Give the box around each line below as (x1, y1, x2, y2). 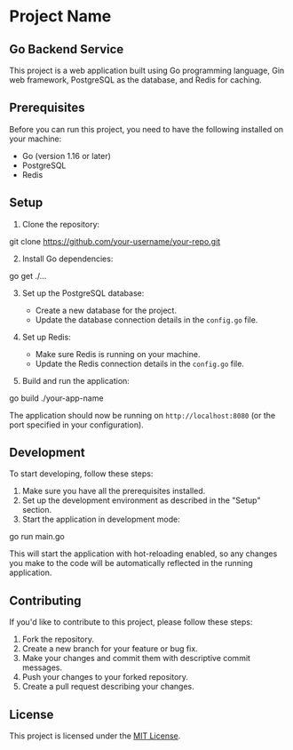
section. (21, 505, 52, 515)
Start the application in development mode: (21, 514, 180, 525)
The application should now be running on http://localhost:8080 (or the (9, 410, 276, 420)
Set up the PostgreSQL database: (21, 287, 145, 299)
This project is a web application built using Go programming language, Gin (9, 65, 285, 76)
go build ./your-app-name (9, 393, 104, 403)
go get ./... (9, 270, 47, 281)
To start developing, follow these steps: (9, 468, 154, 479)
